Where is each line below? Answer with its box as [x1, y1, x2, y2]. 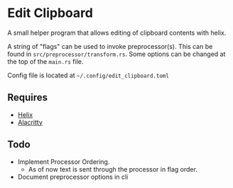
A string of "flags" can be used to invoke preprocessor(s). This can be [7, 42, 213, 50]
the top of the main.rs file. [7, 57, 84, 65]
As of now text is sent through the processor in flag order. [28, 165, 197, 173]
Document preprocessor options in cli [17, 172, 129, 181]
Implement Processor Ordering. [17, 157, 110, 166]
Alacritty [17, 118, 43, 126]
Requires [7, 92, 48, 104]
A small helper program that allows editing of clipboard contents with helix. [7, 28, 227, 37]
